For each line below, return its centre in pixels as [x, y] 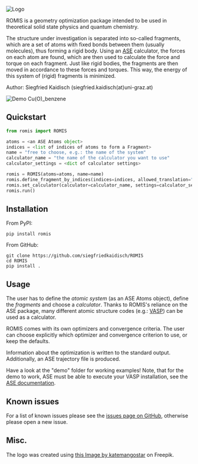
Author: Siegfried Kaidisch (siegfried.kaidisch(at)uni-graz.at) [80, 87]
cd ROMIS [17, 261]
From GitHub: [22, 245]
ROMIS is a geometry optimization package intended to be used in [86, 20]
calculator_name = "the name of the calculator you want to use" [88, 158]
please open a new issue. [37, 422]
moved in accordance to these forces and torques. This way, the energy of [97, 70]
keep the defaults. [28, 341]
